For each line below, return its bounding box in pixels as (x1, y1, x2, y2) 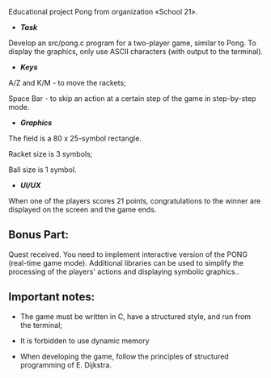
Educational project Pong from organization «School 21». (8, 7, 198, 16)
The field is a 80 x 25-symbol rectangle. (8, 133, 142, 143)
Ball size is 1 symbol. (8, 165, 77, 174)
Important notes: (8, 290, 95, 304)
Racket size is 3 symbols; (8, 149, 93, 158)
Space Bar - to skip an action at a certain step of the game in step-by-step (8, 94, 256, 103)
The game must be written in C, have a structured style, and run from (19, 311, 252, 321)
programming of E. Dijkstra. (19, 359, 112, 370)
